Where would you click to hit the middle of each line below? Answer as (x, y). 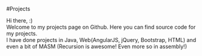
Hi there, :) (20, 20)
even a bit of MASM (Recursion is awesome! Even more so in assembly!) (97, 46)
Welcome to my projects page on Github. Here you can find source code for (101, 27)
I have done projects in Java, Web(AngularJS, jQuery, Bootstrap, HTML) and (101, 40)
